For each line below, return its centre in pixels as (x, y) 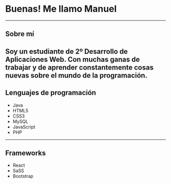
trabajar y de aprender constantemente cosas (79, 67)
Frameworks (26, 153)
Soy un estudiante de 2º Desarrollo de (67, 51)
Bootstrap (23, 176)
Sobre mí (20, 34)
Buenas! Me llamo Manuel (61, 9)
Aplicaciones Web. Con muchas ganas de (73, 59)
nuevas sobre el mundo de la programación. (76, 75)
